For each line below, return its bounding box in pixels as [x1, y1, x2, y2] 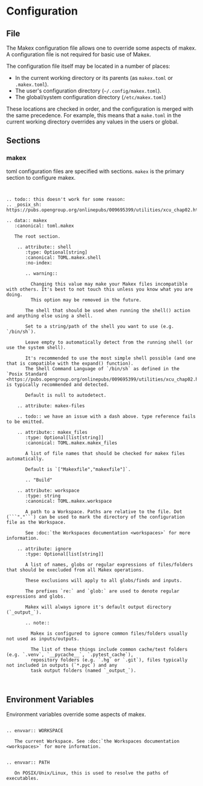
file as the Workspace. [6, 519, 66, 525]
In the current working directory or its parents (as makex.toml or [14, 74, 173, 81]
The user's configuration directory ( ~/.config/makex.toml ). [14, 87, 162, 94]
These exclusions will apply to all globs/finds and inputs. [25, 577, 182, 583]
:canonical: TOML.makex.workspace [25, 498, 112, 504]
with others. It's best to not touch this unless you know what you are [6, 286, 193, 292]
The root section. [14, 233, 61, 240]
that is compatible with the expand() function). [6, 360, 134, 367]
